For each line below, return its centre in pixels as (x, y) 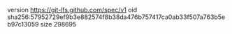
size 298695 (58, 24)
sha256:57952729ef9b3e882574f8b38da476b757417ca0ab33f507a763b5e (116, 17)
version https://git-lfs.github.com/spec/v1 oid (72, 10)
